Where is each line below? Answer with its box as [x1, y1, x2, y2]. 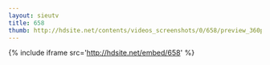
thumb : [8, 26, 31, 34]
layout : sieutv [8, 11, 59, 20]
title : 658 [8, 19, 45, 27]
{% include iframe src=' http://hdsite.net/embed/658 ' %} [8, 48, 195, 58]
